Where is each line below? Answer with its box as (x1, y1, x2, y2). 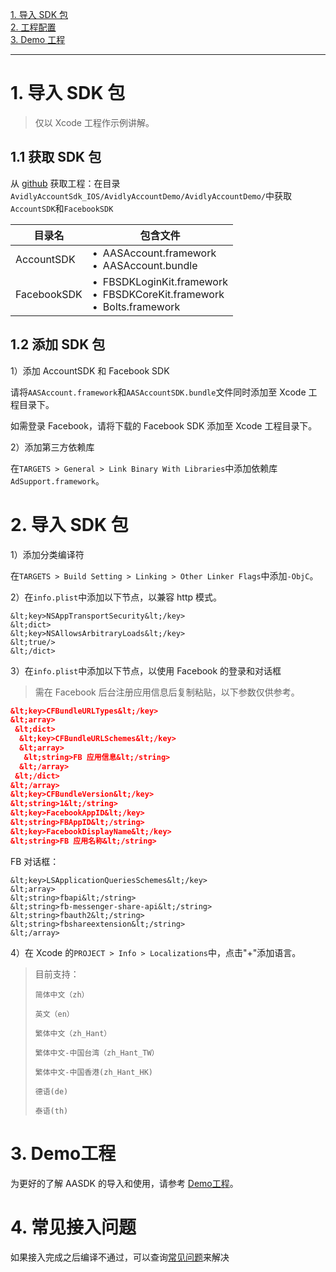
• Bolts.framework (91, 299, 181, 313)
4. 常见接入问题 (10, 1216, 137, 1238)
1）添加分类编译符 (10, 548, 85, 560)
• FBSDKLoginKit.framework (91, 274, 228, 288)
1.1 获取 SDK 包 (10, 149, 102, 166)
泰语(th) (34, 1106, 69, 1116)
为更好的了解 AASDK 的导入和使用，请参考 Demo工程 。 (10, 1177, 239, 1189)
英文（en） (34, 1009, 75, 1019)
